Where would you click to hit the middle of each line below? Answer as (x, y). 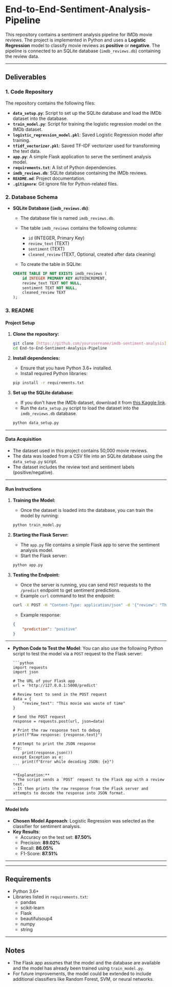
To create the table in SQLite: (51, 264)
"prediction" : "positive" (50, 629)
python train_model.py (37, 525)
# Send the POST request (39, 717)
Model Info (17, 809)
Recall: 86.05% (37, 848)
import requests (30, 668)
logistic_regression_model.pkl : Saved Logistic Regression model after (88, 135)
